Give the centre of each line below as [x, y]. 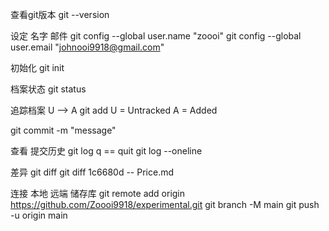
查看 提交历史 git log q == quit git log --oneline [106, 151]
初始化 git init [37, 67]
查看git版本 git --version [60, 14]
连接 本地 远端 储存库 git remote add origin [98, 193]
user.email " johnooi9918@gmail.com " [87, 47]
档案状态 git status [48, 89]
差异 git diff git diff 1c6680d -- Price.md [92, 172]
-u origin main [39, 215]
